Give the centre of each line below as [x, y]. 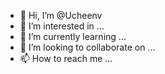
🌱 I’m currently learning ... [73, 36]
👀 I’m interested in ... [62, 26]
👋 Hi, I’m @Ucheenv [61, 15]
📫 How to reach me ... [66, 58]
